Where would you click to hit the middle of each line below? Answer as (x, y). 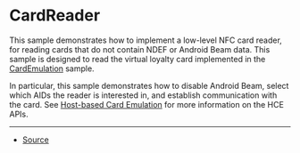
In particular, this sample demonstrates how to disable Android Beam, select (149, 85)
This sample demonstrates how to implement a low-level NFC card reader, (146, 40)
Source (35, 140)
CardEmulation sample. (52, 68)
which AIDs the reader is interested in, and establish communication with (143, 95)
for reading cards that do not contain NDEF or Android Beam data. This (140, 49)
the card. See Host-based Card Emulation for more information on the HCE (146, 104)
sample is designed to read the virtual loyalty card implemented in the (137, 59)
